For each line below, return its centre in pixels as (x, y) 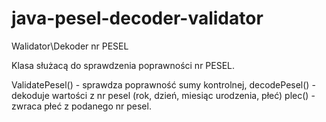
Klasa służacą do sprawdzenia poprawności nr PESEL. (123, 65)
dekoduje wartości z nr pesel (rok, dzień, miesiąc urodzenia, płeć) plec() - (163, 95)
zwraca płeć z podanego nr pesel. (81, 106)
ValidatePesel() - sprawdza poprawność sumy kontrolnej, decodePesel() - (163, 84)
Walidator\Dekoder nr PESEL (70, 46)
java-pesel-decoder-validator (137, 18)
